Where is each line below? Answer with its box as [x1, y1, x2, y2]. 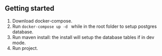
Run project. [12, 45, 38, 51]
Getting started [5, 4, 55, 13]
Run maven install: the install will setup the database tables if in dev [12, 34, 154, 40]
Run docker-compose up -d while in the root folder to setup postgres [12, 23, 157, 29]
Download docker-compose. [12, 17, 73, 24]
